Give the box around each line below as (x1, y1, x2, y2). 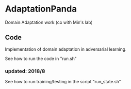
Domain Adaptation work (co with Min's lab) (5, 19, 93, 25)
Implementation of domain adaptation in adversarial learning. (5, 46, 127, 52)
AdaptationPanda (5, 3, 77, 15)
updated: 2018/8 (5, 68, 45, 74)
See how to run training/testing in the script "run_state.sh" (5, 79, 121, 85)
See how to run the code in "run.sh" (5, 56, 77, 61)
